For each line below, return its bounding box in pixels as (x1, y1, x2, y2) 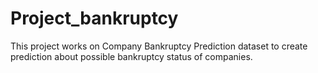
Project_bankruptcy (10, 7, 179, 30)
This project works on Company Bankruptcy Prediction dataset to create (10, 40, 308, 52)
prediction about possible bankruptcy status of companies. (10, 50, 253, 62)
